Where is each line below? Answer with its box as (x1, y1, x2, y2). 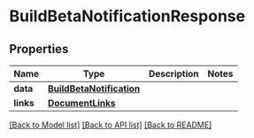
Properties (9, 42, 69, 57)
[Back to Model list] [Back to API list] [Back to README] (9, 119, 212, 130)
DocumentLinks (47, 97, 116, 109)
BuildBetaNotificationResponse (9, 6, 246, 27)
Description (149, 68, 199, 80)
